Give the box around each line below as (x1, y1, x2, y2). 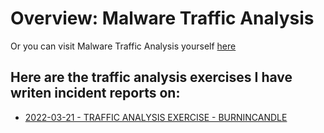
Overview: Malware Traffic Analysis (10, 7, 315, 30)
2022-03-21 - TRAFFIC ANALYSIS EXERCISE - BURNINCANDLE (24, 111, 288, 123)
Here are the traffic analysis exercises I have (10, 69, 293, 86)
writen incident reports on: (10, 85, 181, 102)
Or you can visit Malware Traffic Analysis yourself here (10, 40, 237, 52)
